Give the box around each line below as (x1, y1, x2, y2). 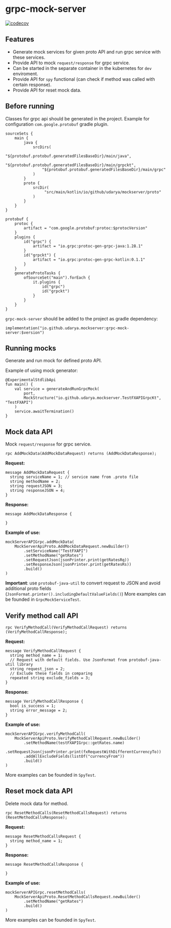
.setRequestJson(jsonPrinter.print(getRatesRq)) (24, 558, 130, 563)
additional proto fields (5, 585, 52, 592)
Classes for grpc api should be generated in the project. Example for (5, 115, 150, 121)
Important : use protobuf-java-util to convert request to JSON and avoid (5, 580, 161, 586)
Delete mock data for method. (5, 800, 69, 807)
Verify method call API (5, 611, 78, 620)
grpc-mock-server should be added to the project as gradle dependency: (5, 315, 158, 322)
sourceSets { (5, 131, 33, 136)
